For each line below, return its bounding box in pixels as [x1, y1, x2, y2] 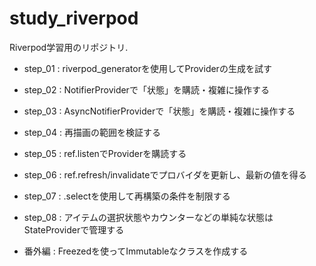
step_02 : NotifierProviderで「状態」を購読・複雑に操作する [23, 83, 270, 96]
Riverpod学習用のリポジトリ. [9, 41, 129, 53]
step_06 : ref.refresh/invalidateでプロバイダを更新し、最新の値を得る [23, 168, 307, 181]
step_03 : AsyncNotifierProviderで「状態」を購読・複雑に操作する [23, 105, 296, 117]
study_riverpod [9, 7, 139, 30]
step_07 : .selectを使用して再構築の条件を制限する [23, 190, 231, 202]
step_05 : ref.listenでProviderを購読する [23, 147, 187, 159]
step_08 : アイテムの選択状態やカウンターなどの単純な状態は [23, 211, 274, 223]
